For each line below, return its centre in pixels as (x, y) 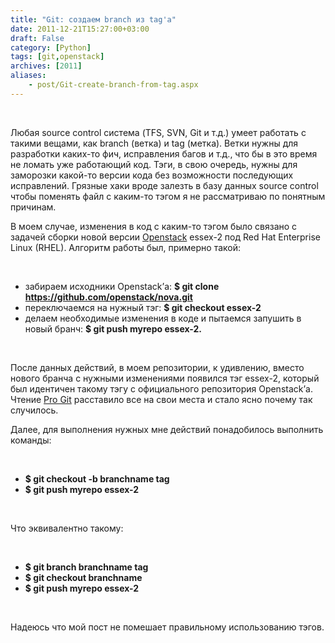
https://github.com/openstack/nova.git (108, 297)
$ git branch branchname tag (86, 567)
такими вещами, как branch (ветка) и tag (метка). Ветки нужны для (154, 143)
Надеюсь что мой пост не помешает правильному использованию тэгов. (167, 627)
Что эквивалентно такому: (67, 528)
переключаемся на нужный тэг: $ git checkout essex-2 (143, 307)
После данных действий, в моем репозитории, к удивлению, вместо (157, 367)
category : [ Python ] (51, 47)
